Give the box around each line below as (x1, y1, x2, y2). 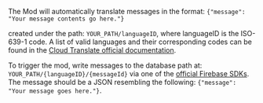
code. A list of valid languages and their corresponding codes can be (28, 37, 253, 46)
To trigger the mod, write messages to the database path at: (8, 61, 203, 70)
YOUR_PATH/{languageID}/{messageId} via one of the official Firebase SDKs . (8, 69, 250, 78)
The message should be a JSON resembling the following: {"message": (8, 78, 237, 86)
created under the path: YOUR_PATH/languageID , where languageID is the (8, 29, 239, 38)
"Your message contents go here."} (8, 15, 125, 23)
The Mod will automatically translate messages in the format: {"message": (8, 7, 246, 16)
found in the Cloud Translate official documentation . (8, 46, 177, 54)
